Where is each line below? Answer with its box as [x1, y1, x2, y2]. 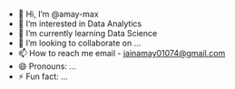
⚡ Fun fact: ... [17, 71, 68, 82]
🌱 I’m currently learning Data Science [17, 28, 158, 38]
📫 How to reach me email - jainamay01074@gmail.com [17, 48, 226, 58]
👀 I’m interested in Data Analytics [17, 18, 142, 29]
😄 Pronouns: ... [17, 61, 77, 72]
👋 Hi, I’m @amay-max [17, 9, 99, 19]
